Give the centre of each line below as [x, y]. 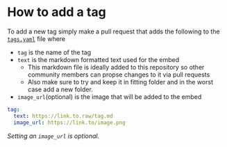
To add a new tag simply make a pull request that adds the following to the [113, 31]
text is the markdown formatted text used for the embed [98, 59]
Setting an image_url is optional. [53, 136]
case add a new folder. [60, 89]
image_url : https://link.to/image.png [70, 123]
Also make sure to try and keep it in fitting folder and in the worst [120, 82]
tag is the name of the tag [54, 52]
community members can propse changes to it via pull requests [119, 75]
